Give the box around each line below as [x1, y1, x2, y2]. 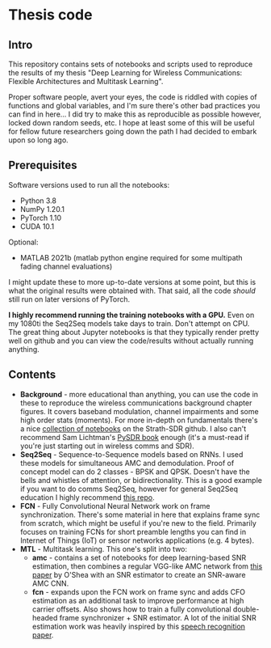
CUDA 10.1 [19, 221, 55, 231]
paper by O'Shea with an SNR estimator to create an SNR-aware [31, 570, 246, 579]
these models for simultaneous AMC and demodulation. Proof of [19, 458, 235, 468]
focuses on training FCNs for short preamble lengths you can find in [19, 527, 247, 536]
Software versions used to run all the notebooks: [8, 180, 170, 189]
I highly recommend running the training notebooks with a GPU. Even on [8, 310, 255, 320]
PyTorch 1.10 [19, 213, 62, 222]
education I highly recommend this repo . [19, 492, 155, 502]
